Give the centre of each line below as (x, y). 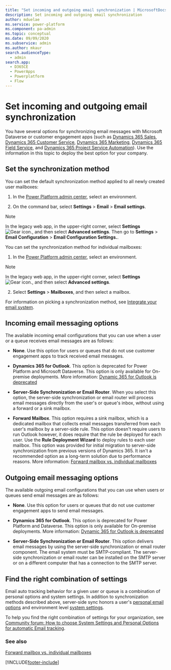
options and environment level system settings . (55, 607)
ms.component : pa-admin (31, 29)
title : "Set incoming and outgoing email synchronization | (70, 10)
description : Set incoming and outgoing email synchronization (74, 15)
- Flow (17, 81)
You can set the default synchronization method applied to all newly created (85, 181)
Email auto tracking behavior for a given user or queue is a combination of (83, 591)
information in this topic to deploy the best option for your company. (77, 153)
